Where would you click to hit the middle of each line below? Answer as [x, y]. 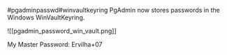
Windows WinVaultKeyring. [46, 17]
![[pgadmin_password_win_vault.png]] [62, 31]
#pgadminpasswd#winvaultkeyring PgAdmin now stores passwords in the [113, 10]
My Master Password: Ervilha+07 [55, 44]
